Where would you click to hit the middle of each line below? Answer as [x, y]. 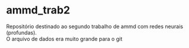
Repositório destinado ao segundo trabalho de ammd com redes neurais [94, 26]
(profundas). [21, 32]
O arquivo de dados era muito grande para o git [64, 39]
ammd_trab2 [38, 10]
